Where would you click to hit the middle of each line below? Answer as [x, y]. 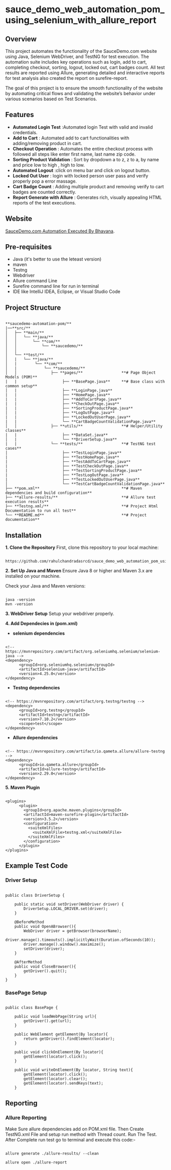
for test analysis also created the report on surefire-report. [67, 78]
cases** [13, 449]
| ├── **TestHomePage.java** [62, 457]
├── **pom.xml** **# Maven [74, 489]
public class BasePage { [32, 1008]
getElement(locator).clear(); [55, 1079]
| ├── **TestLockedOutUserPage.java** [73, 480]
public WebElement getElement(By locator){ [61, 1034]
